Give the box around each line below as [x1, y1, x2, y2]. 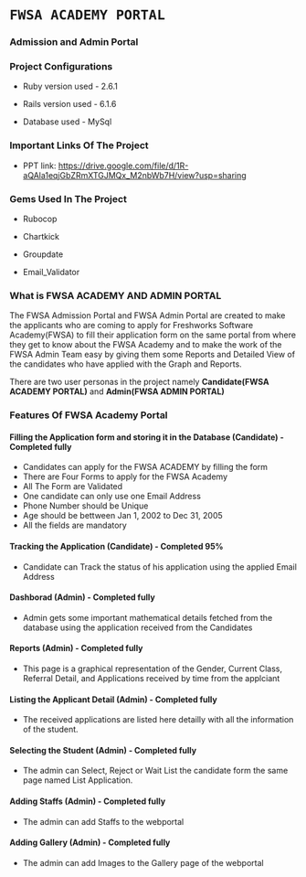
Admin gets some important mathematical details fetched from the [22, 612, 273, 623]
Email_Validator [22, 267, 80, 277]
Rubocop [22, 213, 58, 224]
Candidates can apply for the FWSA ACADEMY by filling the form [22, 462, 268, 473]
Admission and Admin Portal [9, 36, 139, 48]
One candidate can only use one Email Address [22, 491, 201, 502]
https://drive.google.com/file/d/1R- [58, 160, 189, 171]
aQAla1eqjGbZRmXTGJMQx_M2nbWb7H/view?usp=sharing [22, 169, 247, 180]
